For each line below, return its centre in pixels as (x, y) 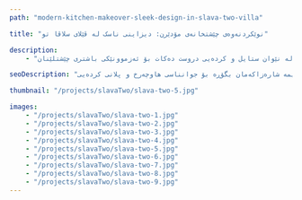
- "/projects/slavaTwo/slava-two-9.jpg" (102, 182)
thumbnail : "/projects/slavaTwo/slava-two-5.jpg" (104, 91)
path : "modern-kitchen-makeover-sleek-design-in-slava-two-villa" (136, 17)
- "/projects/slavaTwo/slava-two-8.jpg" (102, 174)
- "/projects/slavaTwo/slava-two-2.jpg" (102, 123)
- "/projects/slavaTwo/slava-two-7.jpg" (102, 165)
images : (24, 107)
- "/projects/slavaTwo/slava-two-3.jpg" (102, 132)
